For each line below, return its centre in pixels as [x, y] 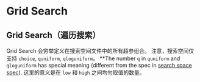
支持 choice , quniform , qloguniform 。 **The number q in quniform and [93, 58]
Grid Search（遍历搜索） [53, 35]
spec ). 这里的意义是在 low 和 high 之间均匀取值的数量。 [76, 72]
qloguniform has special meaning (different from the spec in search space [99, 65]
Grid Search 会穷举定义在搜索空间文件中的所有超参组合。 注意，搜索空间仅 [100, 51]
